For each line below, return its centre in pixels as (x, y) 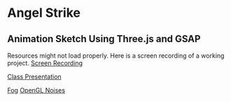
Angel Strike (44, 13)
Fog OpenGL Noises (36, 90)
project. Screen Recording (45, 63)
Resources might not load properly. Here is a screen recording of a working (116, 55)
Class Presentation (34, 76)
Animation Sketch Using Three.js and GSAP (104, 39)
